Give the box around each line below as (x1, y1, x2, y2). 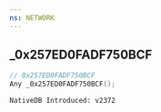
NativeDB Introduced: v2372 (9, 97, 116, 106)
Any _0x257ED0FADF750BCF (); (9, 79, 116, 89)
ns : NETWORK (9, 13, 55, 23)
